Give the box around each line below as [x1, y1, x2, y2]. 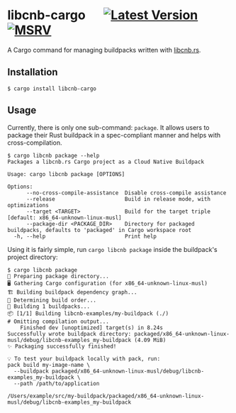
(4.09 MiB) [134, 336, 167, 343]
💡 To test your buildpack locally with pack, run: [7, 355, 161, 362]
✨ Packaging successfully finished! [7, 343, 117, 350]
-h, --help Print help [13, 233, 157, 240]
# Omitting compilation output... [7, 318, 110, 325]
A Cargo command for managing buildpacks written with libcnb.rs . [7, 45, 201, 54]
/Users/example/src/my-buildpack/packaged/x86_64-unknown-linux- [7, 392, 204, 400]
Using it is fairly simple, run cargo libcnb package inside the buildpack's [7, 245, 218, 253]
